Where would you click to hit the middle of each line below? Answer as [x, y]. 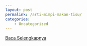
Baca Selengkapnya [26, 38]
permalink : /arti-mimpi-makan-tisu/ [43, 14]
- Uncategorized [31, 24]
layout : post [19, 10]
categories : [18, 19]
